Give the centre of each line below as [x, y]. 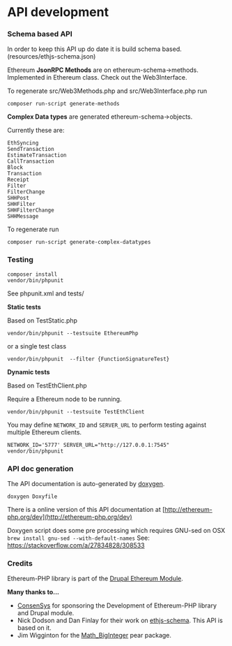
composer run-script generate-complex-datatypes [79, 242]
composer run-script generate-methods [63, 104]
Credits [20, 563]
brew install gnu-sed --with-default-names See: [78, 538]
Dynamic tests [29, 372]
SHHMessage [23, 216]
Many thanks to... [33, 592]
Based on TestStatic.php [42, 320]
